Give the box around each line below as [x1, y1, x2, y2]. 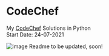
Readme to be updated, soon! [29, 43, 103, 50]
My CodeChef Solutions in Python [6, 24, 91, 32]
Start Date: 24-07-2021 [6, 30, 64, 38]
